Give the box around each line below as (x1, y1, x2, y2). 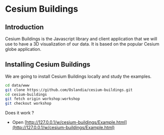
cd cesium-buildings (5, 92, 48, 97)
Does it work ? (5, 110, 34, 116)
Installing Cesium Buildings (5, 60, 91, 69)
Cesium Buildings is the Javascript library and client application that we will (5, 36, 157, 42)
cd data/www (5, 83, 29, 88)
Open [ (12, 119, 27, 125)
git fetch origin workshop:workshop (5, 96, 80, 101)
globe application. (5, 46, 42, 52)
